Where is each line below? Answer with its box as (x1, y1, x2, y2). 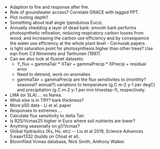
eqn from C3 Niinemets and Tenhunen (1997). (9, 51, 101, 56)
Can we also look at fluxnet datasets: (9, 56, 84, 61)
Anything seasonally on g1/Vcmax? (9, 123, 80, 129)
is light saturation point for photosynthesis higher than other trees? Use (9, 46, 153, 51)
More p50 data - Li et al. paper (9, 102, 72, 108)
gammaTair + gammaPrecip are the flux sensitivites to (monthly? (17, 76, 146, 82)
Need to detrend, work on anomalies (17, 72, 91, 77)
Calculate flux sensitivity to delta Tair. (9, 113, 85, 118)
